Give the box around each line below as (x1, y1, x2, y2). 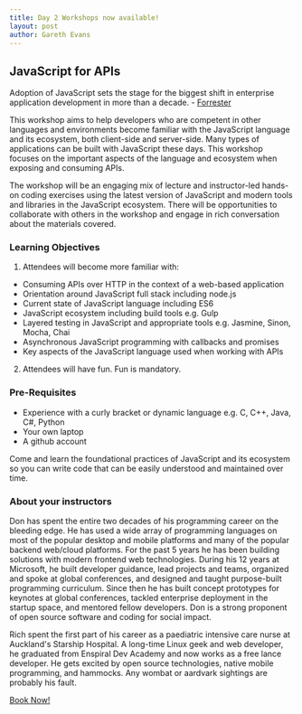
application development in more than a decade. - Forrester (9, 97, 232, 108)
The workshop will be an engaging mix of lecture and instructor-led (9, 180, 260, 191)
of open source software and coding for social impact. (9, 612, 212, 623)
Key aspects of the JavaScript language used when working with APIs (22, 346, 284, 357)
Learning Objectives (9, 241, 101, 254)
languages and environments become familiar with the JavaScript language (9, 124, 291, 136)
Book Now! (9, 695, 51, 706)
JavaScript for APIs (9, 63, 121, 79)
